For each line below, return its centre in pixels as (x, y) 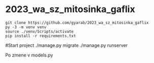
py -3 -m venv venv (26, 27)
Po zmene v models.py (29, 55)
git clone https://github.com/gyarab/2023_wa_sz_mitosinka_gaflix (77, 23)
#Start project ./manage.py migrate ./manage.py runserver (67, 45)
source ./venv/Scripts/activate (39, 31)
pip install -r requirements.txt (41, 36)
